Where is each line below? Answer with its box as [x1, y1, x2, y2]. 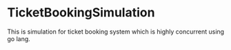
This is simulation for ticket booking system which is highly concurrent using [7, 27, 225, 36]
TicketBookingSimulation [7, 5, 155, 21]
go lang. [7, 34, 31, 42]
